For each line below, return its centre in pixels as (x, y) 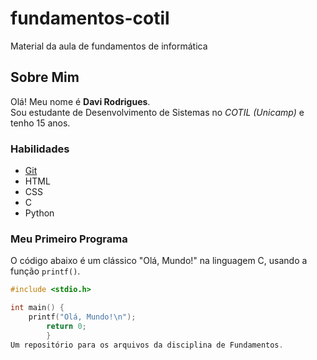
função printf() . (45, 271)
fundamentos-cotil (90, 18)
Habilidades (40, 149)
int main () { (37, 308)
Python (39, 213)
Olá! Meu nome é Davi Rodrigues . (80, 101)
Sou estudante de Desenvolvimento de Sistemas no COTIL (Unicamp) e (157, 112)
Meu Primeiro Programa (69, 239)
